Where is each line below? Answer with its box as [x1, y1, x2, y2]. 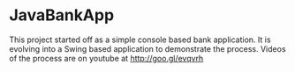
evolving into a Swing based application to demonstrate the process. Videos [9, 43, 286, 54]
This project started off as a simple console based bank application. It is [9, 34, 271, 45]
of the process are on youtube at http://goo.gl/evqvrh [9, 53, 204, 63]
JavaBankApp [9, 5, 115, 25]
